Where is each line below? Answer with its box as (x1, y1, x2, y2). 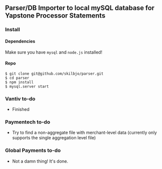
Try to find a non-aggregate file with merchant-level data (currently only (12, 129, 157, 136)
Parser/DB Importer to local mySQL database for (5, 4, 155, 12)
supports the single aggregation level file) (12, 135, 96, 141)
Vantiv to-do (5, 95, 36, 102)
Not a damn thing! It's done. (12, 158, 68, 164)
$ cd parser (5, 75, 29, 80)
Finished (12, 106, 30, 112)
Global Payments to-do (5, 147, 61, 154)
